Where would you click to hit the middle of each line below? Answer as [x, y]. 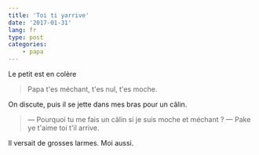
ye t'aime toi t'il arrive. [63, 128]
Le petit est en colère [42, 74]
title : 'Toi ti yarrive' [49, 15]
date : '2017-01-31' [40, 23]
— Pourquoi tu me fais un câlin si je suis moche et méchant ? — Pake [139, 119]
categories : [27, 45]
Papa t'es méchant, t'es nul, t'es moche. [92, 89]
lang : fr [22, 30]
